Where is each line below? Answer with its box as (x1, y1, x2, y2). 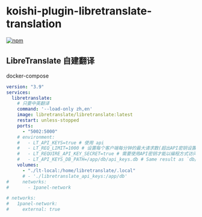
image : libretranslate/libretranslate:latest (17, 112, 133, 118)
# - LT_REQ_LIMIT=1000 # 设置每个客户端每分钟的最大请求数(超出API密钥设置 (17, 145, 197, 151)
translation (6, 17, 62, 31)
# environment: (17, 134, 55, 140)
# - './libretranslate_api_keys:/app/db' (22, 173, 128, 179)
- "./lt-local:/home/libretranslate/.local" (22, 167, 136, 174)
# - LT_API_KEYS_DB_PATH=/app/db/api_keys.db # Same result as (17, 156, 185, 163)
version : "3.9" (6, 84, 44, 90)
